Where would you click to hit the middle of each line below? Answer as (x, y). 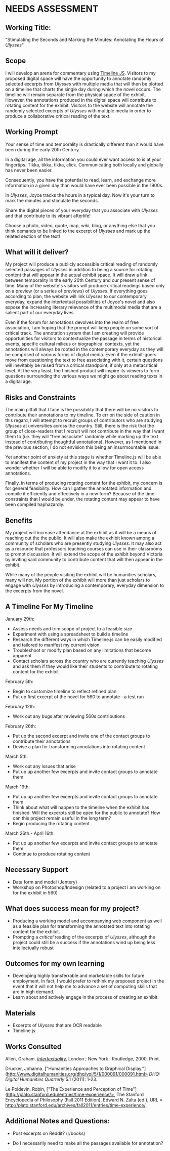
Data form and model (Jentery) (45, 882)
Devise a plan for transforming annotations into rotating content (79, 746)
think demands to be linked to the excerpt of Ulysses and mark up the (78, 231)
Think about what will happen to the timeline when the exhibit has (81, 807)
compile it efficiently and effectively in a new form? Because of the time (80, 494)
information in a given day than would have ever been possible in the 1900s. (84, 185)
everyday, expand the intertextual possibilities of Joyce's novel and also (80, 302)
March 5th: (16, 756)
